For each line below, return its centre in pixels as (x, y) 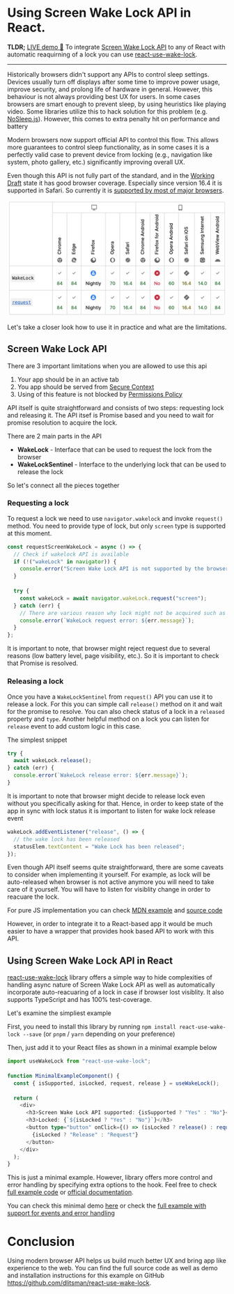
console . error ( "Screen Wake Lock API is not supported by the (112, 569)
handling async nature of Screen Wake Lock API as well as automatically (111, 985)
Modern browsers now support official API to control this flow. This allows (113, 139)
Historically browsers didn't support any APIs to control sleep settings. (108, 74)
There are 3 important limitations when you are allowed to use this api (107, 366)
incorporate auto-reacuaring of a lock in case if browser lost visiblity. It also (116, 992)
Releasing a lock (36, 681)
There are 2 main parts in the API (55, 436)
